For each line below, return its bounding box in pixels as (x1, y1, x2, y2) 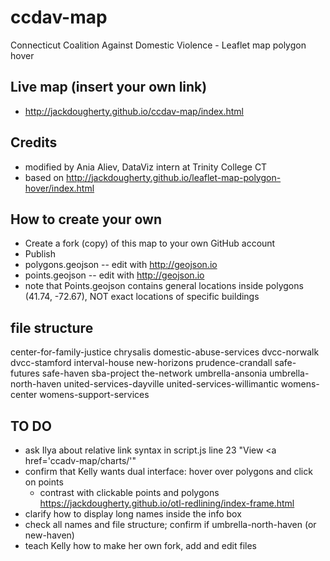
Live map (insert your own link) (10, 79, 208, 96)
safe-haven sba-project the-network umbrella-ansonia (41, 367, 268, 380)
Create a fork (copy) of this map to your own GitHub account (24, 237, 276, 250)
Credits (10, 134, 58, 151)
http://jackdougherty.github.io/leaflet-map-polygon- (66, 171, 282, 183)
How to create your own (10, 211, 162, 228)
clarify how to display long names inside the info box (24, 508, 242, 520)
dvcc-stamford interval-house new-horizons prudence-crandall (10, 357, 273, 369)
